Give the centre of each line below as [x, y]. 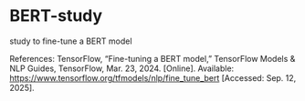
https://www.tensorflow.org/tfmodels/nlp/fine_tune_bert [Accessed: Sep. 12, [153, 77]
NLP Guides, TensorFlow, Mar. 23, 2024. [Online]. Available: [122, 68]
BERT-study [56, 16]
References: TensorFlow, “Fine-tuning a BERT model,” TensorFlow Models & [152, 58]
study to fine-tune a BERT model [71, 41]
